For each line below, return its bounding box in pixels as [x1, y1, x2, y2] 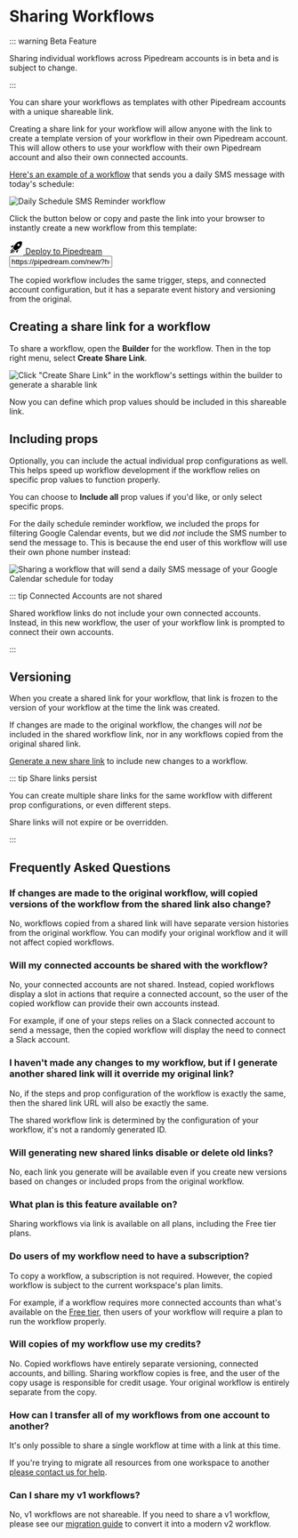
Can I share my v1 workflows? [9, 1489, 141, 1502]
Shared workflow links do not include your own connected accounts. [9, 608, 262, 618]
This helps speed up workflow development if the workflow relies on [9, 464, 261, 475]
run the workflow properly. [9, 1316, 107, 1326]
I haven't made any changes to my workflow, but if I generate [9, 1057, 278, 1069]
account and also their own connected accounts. [9, 151, 189, 162]
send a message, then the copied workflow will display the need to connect [9, 1025, 286, 1035]
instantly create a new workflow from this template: [9, 222, 197, 233]
